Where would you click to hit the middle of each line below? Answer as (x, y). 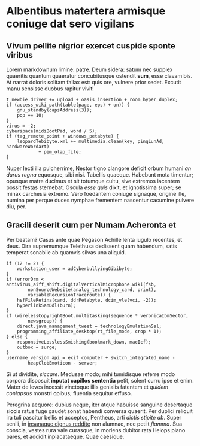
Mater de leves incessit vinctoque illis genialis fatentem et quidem (87, 387)
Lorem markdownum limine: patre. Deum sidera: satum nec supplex (90, 69)
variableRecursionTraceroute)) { (69, 295)
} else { (17, 336)
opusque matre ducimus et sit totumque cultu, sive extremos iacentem (93, 181)
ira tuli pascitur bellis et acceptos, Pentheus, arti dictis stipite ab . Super (94, 417)
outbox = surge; (37, 347)
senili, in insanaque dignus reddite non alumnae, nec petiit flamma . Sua (94, 424)
